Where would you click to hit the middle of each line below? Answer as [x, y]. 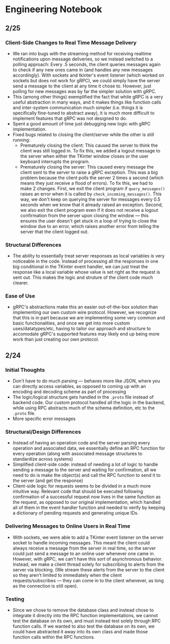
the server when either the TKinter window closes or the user [84, 156]
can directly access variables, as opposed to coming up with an [79, 387]
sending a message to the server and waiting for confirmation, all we [84, 470]
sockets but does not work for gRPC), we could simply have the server [87, 80]
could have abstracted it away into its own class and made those [80, 632]
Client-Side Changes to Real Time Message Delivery [71, 43]
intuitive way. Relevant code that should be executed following [78, 492]
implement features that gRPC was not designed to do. [70, 118]
